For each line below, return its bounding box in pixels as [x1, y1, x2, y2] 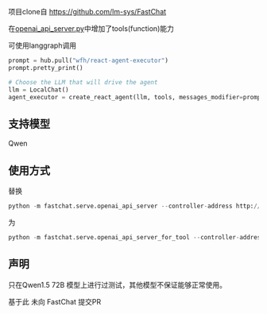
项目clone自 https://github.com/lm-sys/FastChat [8, 7, 167, 16]
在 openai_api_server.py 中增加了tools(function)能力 [8, 24, 175, 33]
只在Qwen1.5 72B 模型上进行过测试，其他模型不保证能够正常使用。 [8, 280, 227, 289]
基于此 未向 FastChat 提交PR [8, 297, 102, 306]
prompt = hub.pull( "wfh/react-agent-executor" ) [8, 56, 169, 64]
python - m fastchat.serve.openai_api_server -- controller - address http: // [8, 202, 261, 210]
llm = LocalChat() [8, 86, 69, 94]
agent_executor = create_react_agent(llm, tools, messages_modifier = [8, 93, 244, 101]
